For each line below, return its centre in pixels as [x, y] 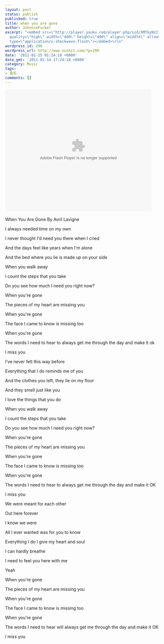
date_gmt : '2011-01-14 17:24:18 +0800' [46, 60]
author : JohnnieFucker [28, 28]
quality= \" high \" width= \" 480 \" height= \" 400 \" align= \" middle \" [77, 37]
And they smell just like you [32, 390]
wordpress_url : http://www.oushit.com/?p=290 [52, 50]
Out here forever [22, 513]
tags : [10, 69]
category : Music [21, 64]
